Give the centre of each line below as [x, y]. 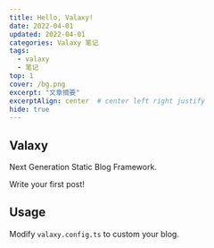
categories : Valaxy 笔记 [54, 43]
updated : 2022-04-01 [48, 34]
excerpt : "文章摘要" [45, 92]
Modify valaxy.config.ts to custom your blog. [95, 234]
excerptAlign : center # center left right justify [107, 101]
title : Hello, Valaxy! [51, 17]
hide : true [29, 109]
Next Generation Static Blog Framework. [83, 167]
